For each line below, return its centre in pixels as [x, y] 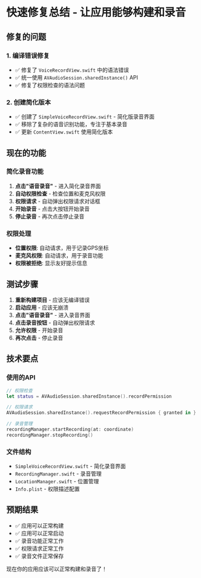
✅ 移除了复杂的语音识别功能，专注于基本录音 [71, 124]
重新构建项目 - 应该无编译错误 [52, 300]
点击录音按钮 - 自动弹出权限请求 [55, 322]
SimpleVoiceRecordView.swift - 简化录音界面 [70, 466]
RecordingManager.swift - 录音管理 [58, 474]
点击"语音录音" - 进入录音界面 [53, 315]
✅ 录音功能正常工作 [39, 540]
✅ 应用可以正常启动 [39, 533]
